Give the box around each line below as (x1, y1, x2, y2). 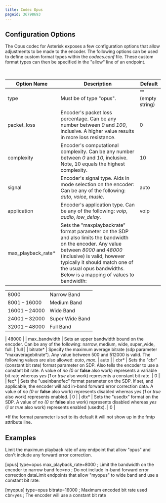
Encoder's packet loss (60, 109, 112, 116)
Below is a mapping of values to (60, 271, 134, 278)
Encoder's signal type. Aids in (60, 175, 129, 182)
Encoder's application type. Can (60, 201, 135, 208)
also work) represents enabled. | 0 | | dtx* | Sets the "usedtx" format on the (5, 394, 159, 400)
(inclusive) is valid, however (60, 253, 125, 260)
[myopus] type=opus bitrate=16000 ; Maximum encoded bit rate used (5, 487, 147, 493)
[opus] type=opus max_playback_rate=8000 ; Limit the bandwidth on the (5, 461, 154, 468)
